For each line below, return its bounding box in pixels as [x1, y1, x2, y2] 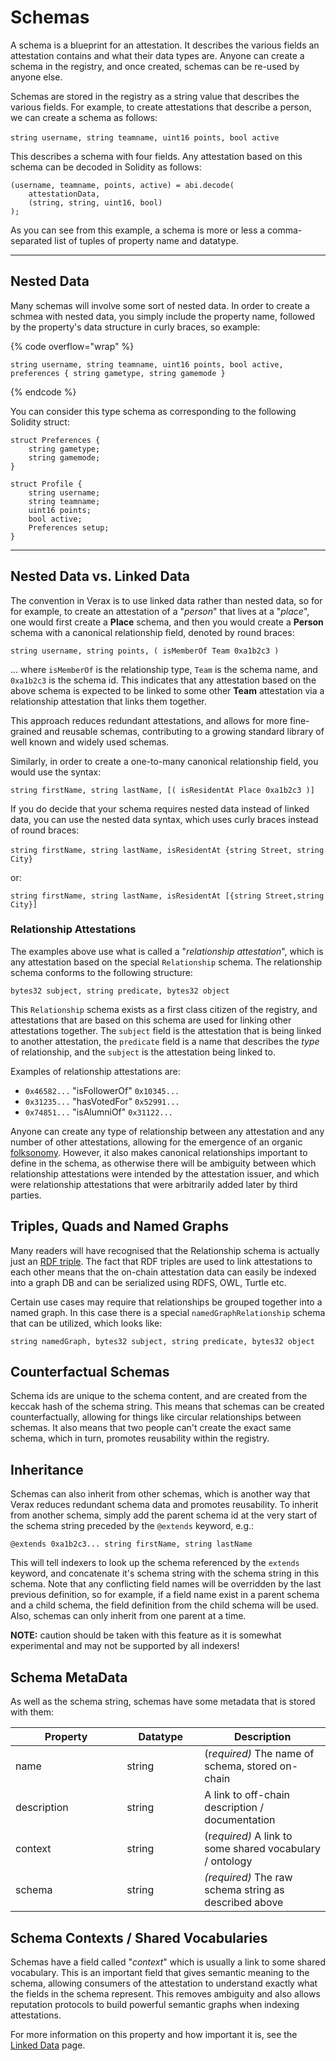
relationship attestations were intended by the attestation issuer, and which [10, 1167, 320, 1180]
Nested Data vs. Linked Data [10, 568, 190, 585]
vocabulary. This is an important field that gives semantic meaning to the [10, 1966, 310, 1978]
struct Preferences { [10, 435, 101, 445]
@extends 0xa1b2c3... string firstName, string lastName [10, 1539, 253, 1550]
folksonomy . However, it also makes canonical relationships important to [10, 1146, 308, 1158]
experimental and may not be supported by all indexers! [10, 1640, 240, 1652]
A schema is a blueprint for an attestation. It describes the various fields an [10, 39, 320, 51]
